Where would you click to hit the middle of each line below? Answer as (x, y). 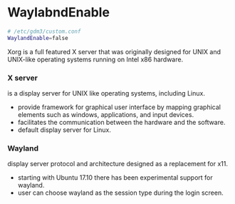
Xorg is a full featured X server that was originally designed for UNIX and (114, 51)
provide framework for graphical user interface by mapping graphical (119, 107)
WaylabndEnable (59, 12)
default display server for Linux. (64, 130)
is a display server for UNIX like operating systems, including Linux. (106, 93)
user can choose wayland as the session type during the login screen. (120, 193)
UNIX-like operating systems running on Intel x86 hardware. (95, 59)
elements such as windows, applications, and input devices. (106, 114)
